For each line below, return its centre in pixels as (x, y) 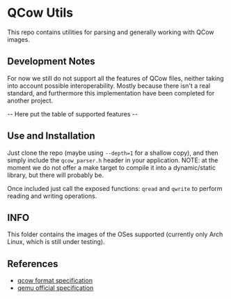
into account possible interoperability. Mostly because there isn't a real (109, 86)
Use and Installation (51, 136)
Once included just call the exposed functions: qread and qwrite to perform (115, 188)
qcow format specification (55, 281)
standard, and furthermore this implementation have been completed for (111, 93)
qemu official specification (55, 288)
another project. (30, 100)
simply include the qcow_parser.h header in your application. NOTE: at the (113, 160)
